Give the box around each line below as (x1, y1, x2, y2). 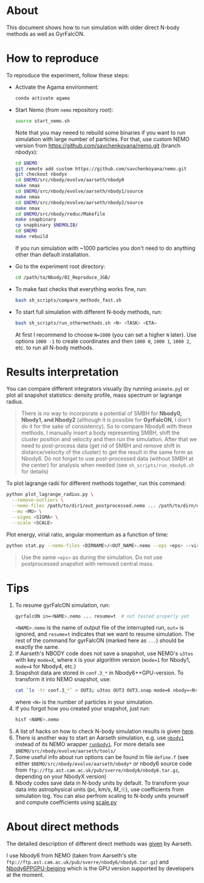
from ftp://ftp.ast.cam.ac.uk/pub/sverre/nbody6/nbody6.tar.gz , (15, 766, 180, 774)
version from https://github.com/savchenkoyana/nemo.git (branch (15, 142, 181, 149)
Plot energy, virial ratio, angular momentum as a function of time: (6, 531, 169, 538)
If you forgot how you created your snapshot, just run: (15, 705, 151, 712)
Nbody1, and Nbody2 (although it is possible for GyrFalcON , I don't (21, 416, 191, 424)
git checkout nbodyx (15, 171, 67, 177)
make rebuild (15, 233, 49, 239)
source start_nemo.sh (15, 118, 70, 124)
